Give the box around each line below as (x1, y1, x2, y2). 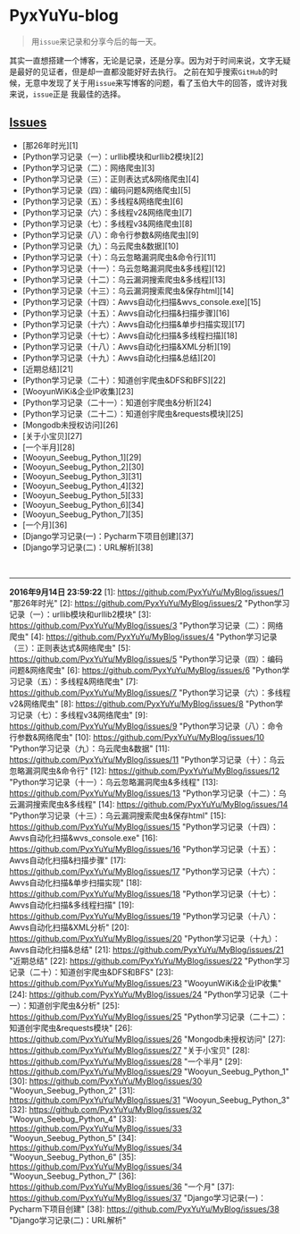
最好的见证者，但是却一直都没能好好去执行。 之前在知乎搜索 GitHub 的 (16, 66, 271, 77)
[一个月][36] (21, 520, 68, 530)
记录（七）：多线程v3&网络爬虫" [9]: (16, 709, 148, 720)
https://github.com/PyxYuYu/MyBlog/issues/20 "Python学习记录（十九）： (9, 933, 281, 943)
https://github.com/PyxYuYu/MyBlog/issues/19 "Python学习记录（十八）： (9, 910, 279, 921)
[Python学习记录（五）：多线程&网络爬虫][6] (21, 196, 184, 207)
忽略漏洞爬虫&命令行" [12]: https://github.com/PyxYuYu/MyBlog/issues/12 (9, 765, 280, 776)
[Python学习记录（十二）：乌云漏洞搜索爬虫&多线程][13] (21, 274, 226, 284)
